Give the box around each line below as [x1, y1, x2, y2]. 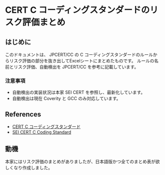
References [5, 110, 41, 118]
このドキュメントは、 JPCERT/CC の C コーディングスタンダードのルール [5, 52, 153, 57]
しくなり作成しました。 [5, 165, 53, 171]
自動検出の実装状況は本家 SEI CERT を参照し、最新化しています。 [12, 89, 145, 96]
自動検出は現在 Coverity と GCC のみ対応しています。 [12, 96, 121, 101]
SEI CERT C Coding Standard [12, 129, 71, 135]
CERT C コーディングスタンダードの [5, 4, 150, 16]
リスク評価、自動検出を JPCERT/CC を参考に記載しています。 [13, 64, 139, 70]
